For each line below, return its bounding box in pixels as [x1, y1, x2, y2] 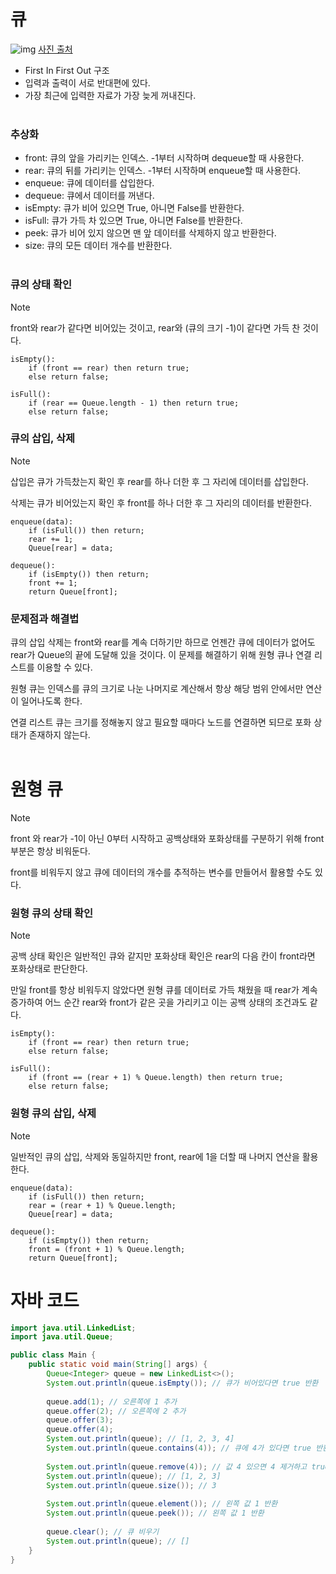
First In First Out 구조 [24, 64, 110, 76]
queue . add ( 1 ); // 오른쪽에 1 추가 [46, 1396, 178, 1407]
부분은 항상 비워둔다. [10, 845, 91, 857]
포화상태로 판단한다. [10, 963, 88, 975]
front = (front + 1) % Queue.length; [28, 1244, 186, 1254]
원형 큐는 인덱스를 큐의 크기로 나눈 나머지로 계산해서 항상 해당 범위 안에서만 [10, 683, 304, 695]
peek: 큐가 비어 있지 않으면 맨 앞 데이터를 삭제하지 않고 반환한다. [24, 227, 277, 239]
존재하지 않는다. [28, 729, 91, 741]
